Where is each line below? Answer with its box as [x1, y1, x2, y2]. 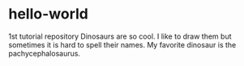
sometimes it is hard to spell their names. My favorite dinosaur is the [8, 39, 237, 49]
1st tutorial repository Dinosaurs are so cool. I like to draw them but [8, 31, 232, 41]
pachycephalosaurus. [8, 48, 81, 58]
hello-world [8, 5, 89, 23]
